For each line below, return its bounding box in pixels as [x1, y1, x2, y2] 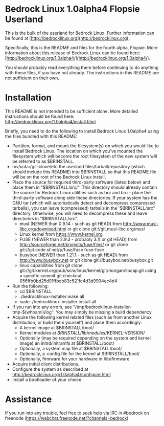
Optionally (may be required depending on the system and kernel [19, 335, 151, 341]
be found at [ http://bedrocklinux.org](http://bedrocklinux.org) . [5, 35, 130, 41]
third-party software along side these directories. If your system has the [12, 195, 158, 201]
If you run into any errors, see [12, 304, 72, 310]
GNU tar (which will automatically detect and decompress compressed [12, 200, 155, 206]
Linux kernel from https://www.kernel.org [19, 231, 103, 237]
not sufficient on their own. [5, 75, 60, 81]
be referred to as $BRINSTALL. [12, 158, 74, 164]
